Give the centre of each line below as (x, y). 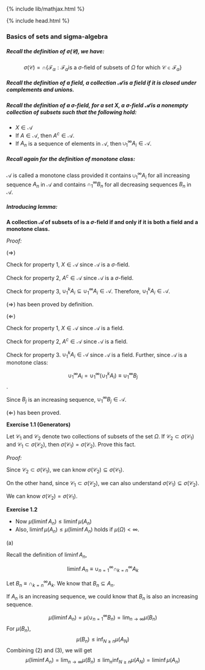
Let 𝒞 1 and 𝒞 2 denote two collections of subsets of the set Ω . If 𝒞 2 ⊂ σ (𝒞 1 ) (100, 437)
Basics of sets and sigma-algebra (57, 36)
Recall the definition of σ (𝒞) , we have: (56, 51)
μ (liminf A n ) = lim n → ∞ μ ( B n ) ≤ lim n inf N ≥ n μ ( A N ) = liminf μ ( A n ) (103, 661)
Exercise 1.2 (22, 510)
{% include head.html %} (38, 21)
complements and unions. (40, 90)
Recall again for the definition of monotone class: (71, 159)
